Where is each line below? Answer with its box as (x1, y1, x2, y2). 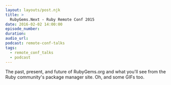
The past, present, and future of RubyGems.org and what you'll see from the (5, 69, 166, 75)
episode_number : (5, 26, 40, 32)
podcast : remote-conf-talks (5, 41, 65, 46)
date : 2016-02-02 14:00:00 (5, 21, 63, 27)
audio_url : (5, 36, 29, 41)
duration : (5, 31, 27, 36)
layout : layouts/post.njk (5, 7, 60, 13)
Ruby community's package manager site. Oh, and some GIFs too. (5, 74, 144, 80)
